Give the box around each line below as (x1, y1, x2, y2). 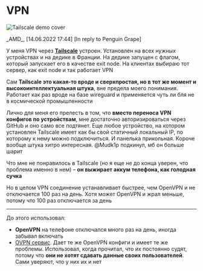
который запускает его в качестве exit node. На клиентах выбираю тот (6, 60, 190, 67)
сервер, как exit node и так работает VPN (6, 66, 114, 73)
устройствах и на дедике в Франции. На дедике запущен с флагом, (6, 53, 180, 60)
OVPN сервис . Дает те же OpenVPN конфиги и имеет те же (14, 238, 168, 246)
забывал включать (14, 232, 63, 240)
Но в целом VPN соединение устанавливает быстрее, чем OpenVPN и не (6, 184, 196, 191)
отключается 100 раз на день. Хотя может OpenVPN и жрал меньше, (6, 190, 185, 197)
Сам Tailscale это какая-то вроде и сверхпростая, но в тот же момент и (6, 78, 196, 85)
